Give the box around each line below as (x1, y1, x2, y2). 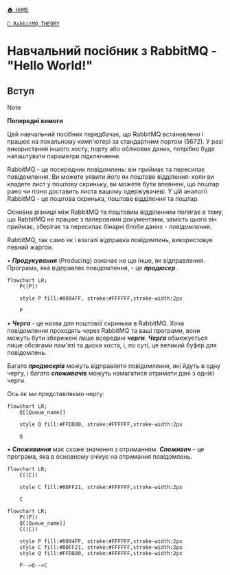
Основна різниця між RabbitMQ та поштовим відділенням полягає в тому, (7, 208, 224, 216)
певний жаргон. (7, 243, 54, 251)
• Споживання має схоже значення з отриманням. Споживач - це (7, 445, 205, 453)
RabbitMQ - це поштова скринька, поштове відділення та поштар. (7, 195, 199, 202)
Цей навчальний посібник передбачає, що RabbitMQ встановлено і (7, 130, 204, 138)
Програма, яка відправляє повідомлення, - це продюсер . (7, 264, 177, 272)
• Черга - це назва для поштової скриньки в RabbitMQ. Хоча (7, 319, 185, 327)
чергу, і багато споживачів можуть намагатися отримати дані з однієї (7, 369, 215, 377)
